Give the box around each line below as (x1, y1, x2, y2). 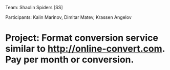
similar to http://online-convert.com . (5, 43, 165, 55)
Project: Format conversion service (5, 32, 159, 44)
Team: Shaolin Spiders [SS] (5, 5, 63, 10)
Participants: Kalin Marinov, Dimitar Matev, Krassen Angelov (5, 14, 132, 20)
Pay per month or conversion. (5, 54, 134, 65)
